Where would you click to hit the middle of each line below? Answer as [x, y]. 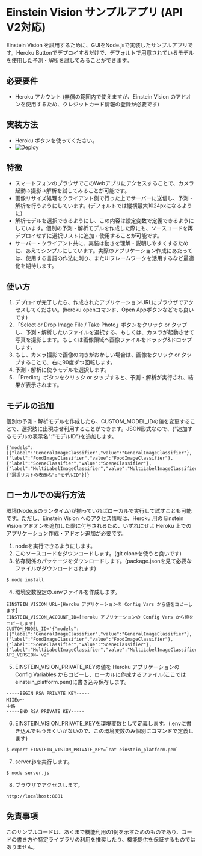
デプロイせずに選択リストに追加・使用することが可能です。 [88, 236]
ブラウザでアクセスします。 [49, 784]
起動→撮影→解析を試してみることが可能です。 [72, 191]
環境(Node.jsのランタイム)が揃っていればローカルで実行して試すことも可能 [99, 510]
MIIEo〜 [15, 700]
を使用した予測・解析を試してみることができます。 [69, 60]
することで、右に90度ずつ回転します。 [68, 362]
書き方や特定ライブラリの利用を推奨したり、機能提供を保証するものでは [106, 839]
